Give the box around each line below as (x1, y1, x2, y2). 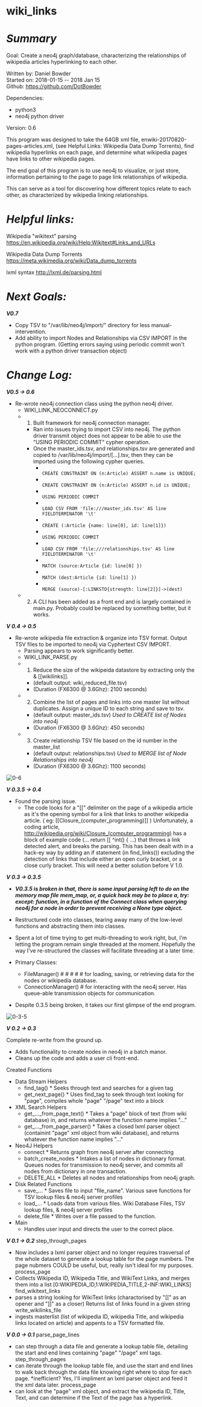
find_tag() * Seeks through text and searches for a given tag (24, 1084, 174, 1091)
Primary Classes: (14, 959, 57, 966)
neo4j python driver (14, 113, 65, 120)
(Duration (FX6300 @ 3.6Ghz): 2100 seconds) (33, 685, 147, 692)
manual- (151, 322, 172, 328)
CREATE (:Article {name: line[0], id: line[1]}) (42, 522, 167, 529)
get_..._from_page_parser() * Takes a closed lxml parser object (24, 1123, 180, 1130)
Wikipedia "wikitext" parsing (6, 232, 77, 240)
